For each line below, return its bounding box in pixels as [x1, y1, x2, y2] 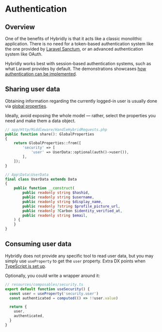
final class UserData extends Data [5, 177, 77, 182]
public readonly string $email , [22, 213, 88, 218]
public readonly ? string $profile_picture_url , [22, 203, 120, 209]
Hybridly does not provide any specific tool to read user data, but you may [5, 253, 154, 258]
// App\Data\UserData [5, 172, 49, 177]
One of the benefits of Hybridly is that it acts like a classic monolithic [5, 36, 142, 41]
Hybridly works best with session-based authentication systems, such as [5, 61, 151, 66]
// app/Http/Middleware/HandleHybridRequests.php [5, 127, 108, 132]
